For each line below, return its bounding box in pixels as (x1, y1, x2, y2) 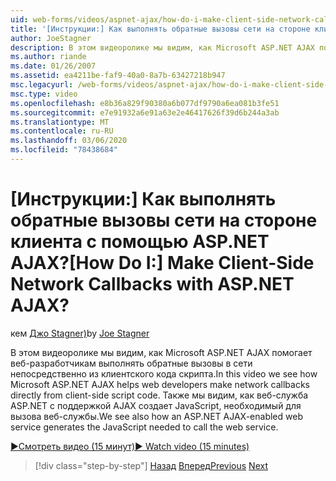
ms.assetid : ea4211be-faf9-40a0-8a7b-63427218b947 (10, 71, 226, 81)
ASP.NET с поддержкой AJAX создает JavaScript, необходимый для (10, 399, 302, 411)
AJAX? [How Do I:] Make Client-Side (10, 252, 315, 275)
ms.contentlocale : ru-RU (10, 126, 114, 136)
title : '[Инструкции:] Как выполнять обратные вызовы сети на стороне (10, 24, 311, 34)
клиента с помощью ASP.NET (10, 231, 270, 253)
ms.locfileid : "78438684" (10, 145, 118, 155)
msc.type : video (10, 89, 78, 99)
